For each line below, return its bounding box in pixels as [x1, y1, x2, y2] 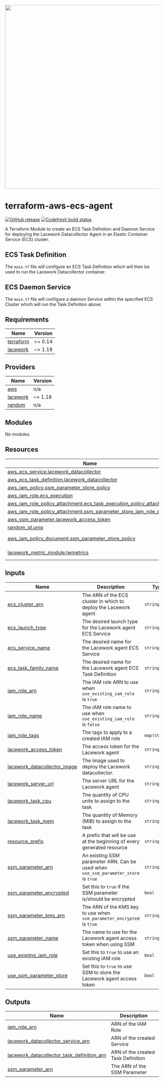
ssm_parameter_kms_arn [7, 912, 65, 919]
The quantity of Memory [82, 811, 138, 818]
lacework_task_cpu [7, 797, 52, 804]
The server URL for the [82, 777, 135, 784]
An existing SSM [82, 852, 120, 859]
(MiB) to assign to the [82, 817, 132, 824]
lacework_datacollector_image [7, 763, 78, 770]
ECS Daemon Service [5, 283, 71, 292]
